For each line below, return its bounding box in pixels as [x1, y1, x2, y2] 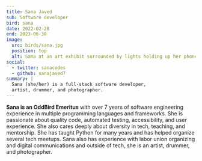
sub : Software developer [6, 14, 69, 20]
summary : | [6, 76, 34, 82]
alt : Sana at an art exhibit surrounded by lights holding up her [11, 53, 182, 59]
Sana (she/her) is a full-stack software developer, [11, 82, 147, 88]
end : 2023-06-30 [6, 31, 47, 37]
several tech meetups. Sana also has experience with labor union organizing [6, 135, 195, 142]
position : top [11, 48, 47, 54]
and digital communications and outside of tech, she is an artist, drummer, [6, 142, 190, 149]
